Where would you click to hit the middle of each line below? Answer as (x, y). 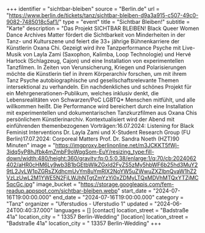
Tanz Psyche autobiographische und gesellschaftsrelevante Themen (93, 80)
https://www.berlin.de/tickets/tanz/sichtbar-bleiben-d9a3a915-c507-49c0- (104, 15)
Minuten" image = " (31, 145)
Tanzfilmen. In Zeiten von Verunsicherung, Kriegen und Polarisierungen (96, 67)
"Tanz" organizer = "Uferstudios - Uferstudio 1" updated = (80, 204)
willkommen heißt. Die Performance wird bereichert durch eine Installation (100, 106)
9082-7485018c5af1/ (33, 22)
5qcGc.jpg (19, 184)
